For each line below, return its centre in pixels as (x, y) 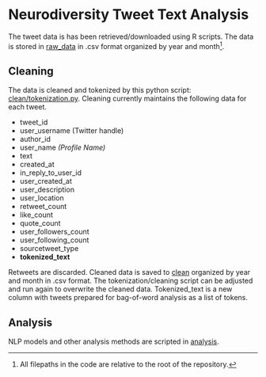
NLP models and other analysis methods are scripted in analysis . (114, 341)
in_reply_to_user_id (50, 173)
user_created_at (46, 181)
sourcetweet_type (49, 249)
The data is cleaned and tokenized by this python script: (100, 90)
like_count (36, 215)
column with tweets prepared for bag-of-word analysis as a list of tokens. (128, 298)
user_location (42, 198)
